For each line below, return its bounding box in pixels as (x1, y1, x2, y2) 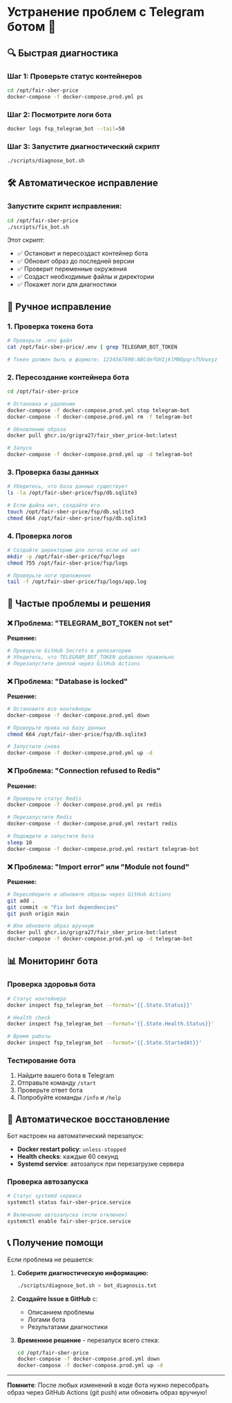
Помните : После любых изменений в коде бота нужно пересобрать (7, 1381, 209, 1389)
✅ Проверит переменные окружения (17, 265, 127, 273)
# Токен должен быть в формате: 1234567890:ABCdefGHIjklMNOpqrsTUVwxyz (7, 356, 217, 363)
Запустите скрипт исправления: (7, 202, 122, 211)
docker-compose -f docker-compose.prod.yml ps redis (7, 801, 162, 808)
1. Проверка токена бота (7, 322, 93, 331)
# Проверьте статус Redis (7, 795, 81, 802)
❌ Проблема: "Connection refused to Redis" (7, 766, 161, 776)
